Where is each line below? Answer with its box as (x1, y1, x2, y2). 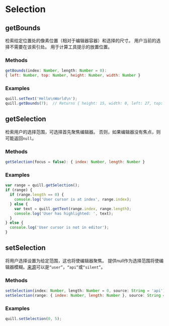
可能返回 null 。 (5, 135, 37, 141)
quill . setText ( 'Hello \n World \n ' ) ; (5, 96, 78, 101)
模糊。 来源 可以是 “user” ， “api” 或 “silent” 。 (14, 264, 106, 270)
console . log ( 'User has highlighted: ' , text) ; (14, 211, 114, 216)
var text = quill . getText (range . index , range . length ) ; (14, 206, 132, 211)
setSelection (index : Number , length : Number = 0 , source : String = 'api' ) (5, 288, 165, 293)
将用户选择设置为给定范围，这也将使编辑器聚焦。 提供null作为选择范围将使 (5, 257, 159, 264)
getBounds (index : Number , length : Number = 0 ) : (5, 68, 107, 74)
